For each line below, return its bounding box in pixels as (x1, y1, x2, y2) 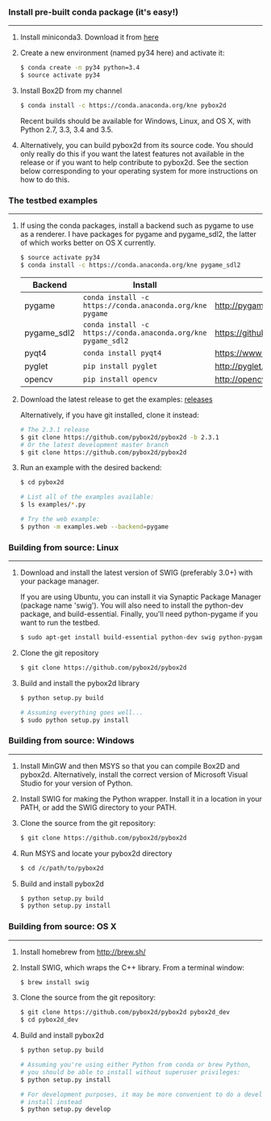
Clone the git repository (19, 648, 99, 658)
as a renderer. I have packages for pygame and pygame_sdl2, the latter (19, 230, 256, 239)
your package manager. (19, 576, 99, 586)
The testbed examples (8, 195, 98, 206)
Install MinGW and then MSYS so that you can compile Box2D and (19, 761, 240, 770)
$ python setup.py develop (19, 1106, 111, 1114)
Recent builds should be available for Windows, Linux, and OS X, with (19, 116, 252, 125)
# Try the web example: (19, 516, 101, 524)
